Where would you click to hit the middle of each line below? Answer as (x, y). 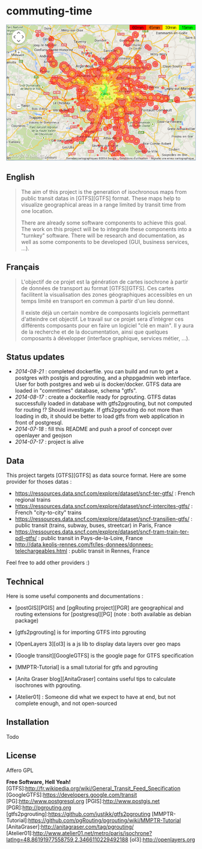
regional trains (33, 500)
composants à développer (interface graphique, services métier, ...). (105, 338)
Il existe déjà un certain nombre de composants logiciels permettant (105, 313)
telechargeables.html (41, 551)
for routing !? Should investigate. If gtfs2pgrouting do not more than (99, 410)
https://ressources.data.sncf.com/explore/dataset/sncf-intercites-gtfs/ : (104, 506)
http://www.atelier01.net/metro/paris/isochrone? (92, 833)
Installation (28, 722)
